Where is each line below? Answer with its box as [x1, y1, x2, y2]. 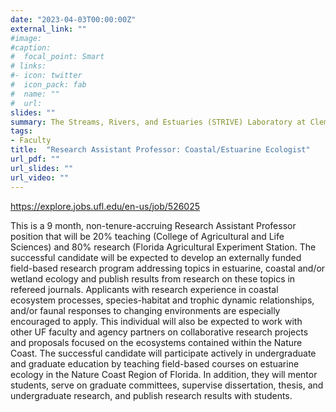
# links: [10, 61, 47, 71]
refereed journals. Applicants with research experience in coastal [10, 283, 279, 295]
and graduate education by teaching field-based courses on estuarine [10, 357, 300, 370]
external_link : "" [10, 24, 87, 34]
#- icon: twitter [10, 71, 83, 81]
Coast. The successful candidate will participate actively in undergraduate [10, 347, 317, 359]
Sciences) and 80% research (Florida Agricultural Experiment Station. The [10, 241, 317, 253]
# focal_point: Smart [10, 52, 105, 62]
